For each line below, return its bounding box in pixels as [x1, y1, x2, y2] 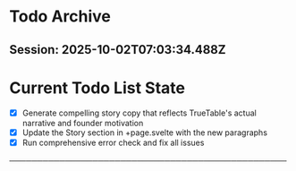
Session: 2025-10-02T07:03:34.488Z [9, 42, 226, 57]
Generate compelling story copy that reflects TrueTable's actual [21, 107, 257, 118]
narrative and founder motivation [21, 117, 144, 128]
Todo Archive [9, 6, 112, 27]
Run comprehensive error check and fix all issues [21, 137, 205, 148]
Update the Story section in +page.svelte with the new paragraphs [21, 127, 268, 138]
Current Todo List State [9, 78, 186, 98]
